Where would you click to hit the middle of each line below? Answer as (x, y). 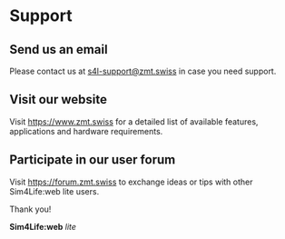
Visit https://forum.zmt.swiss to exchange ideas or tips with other (131, 182)
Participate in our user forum (93, 160)
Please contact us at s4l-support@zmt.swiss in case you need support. (143, 71)
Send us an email (59, 50)
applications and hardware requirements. (86, 131)
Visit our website (58, 100)
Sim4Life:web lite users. (54, 191)
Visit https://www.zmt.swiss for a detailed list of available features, (134, 121)
